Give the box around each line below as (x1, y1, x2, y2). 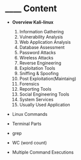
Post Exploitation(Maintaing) (19, 76, 77, 81)
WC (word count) (12, 139, 47, 145)
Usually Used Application (19, 102, 70, 107)
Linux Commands (12, 111, 48, 117)
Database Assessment (19, 44, 65, 50)
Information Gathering (19, 28, 64, 34)
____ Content (5, 3, 57, 14)
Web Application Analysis (19, 39, 71, 45)
